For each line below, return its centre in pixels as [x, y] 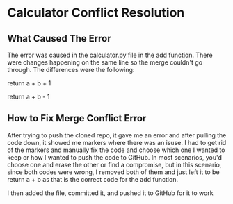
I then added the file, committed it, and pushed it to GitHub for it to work [110, 193]
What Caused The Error [59, 39]
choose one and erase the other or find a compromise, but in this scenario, [114, 164]
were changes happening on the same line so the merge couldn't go [105, 62]
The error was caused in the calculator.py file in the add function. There [110, 55]
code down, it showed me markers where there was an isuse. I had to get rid [117, 142]
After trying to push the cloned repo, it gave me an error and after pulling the [117, 135]
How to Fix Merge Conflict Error [77, 118]
